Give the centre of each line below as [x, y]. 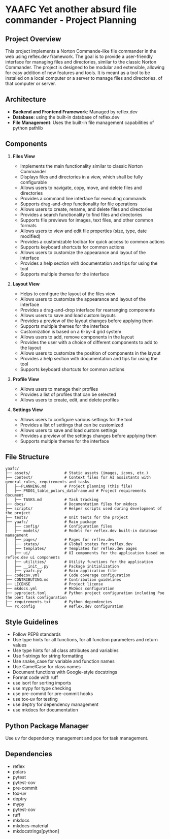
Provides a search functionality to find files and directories [81, 214]
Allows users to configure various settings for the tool [76, 419]
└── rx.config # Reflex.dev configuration [64, 607]
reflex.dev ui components [32, 557]
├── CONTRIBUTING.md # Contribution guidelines [63, 580]
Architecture [26, 99]
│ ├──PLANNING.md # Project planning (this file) [69, 486]
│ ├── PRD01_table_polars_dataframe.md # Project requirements [76, 491]
